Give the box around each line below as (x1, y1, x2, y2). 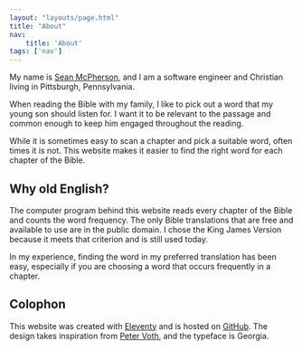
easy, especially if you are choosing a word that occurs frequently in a (9, 260, 271, 271)
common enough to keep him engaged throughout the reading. (9, 118, 244, 129)
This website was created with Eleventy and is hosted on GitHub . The (9, 320, 269, 331)
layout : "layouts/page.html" (9, 13, 119, 23)
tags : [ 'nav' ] (9, 47, 63, 56)
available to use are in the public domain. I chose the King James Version (9, 223, 282, 235)
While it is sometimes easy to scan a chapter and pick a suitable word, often (9, 136, 293, 147)
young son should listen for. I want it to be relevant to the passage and (9, 109, 271, 119)
